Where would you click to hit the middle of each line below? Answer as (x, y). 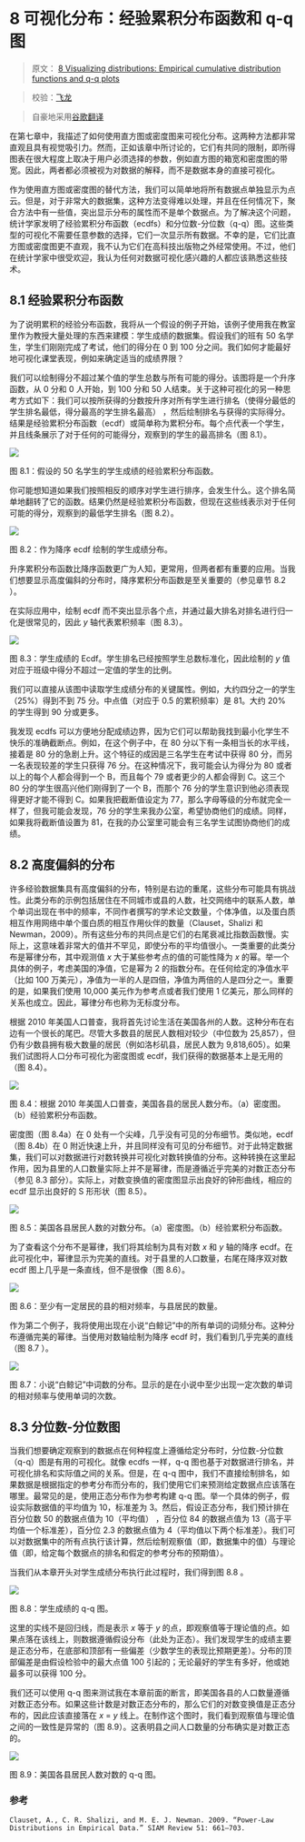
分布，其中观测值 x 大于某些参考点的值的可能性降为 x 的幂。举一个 (165, 957)
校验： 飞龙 (52, 97)
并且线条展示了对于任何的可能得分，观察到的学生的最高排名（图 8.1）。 (141, 434)
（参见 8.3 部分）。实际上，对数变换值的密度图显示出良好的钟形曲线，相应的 (151, 1180)
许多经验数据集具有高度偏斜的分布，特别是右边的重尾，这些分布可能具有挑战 (152, 889)
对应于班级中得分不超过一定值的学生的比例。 (93, 669)
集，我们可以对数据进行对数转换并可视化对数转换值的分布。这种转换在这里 (148, 1157)
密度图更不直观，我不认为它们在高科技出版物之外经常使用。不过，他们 (164, 246)
